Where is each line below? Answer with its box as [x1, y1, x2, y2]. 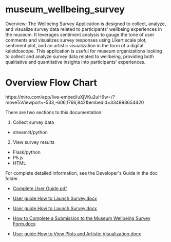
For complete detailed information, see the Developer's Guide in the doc [5, 170, 158, 176]
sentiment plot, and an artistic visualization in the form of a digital [5, 42, 144, 48]
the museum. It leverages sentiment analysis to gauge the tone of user [5, 31, 155, 38]
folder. [5, 175, 19, 181]
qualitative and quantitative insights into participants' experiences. [5, 59, 146, 65]
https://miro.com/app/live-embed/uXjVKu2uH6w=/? [5, 94, 116, 100]
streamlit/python [12, 129, 48, 135]
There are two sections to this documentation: [5, 109, 103, 115]
